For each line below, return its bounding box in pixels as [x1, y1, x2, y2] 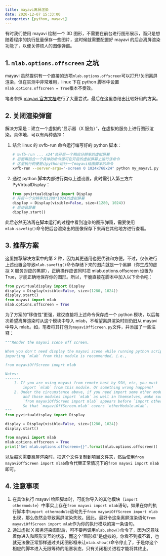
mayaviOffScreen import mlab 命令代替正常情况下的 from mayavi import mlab [5, 460, 159, 466]
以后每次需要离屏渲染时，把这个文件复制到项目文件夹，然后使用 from [5, 454, 144, 460]
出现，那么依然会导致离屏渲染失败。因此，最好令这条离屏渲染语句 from [12, 515, 156, 520]
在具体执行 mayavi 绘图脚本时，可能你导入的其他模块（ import [12, 496, 138, 502]
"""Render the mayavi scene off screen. [5, 340, 90, 345]
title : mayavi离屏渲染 [5, 7, 49, 12]
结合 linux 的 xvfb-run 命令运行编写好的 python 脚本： [12, 142, 123, 148]
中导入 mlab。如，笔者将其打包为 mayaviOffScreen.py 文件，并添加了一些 [5, 324, 152, 330]
